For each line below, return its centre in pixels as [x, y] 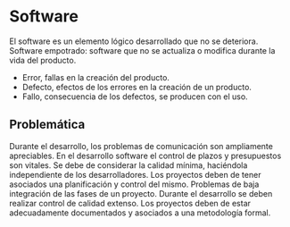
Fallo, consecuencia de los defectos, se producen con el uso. [135, 97]
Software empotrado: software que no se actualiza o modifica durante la [142, 50]
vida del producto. [43, 60]
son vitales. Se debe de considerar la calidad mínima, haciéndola [128, 165]
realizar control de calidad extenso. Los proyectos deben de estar [130, 203]
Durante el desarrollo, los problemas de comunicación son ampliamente [141, 146]
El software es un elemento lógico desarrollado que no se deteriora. [134, 41]
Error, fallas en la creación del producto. [95, 77]
